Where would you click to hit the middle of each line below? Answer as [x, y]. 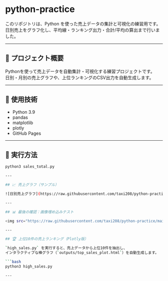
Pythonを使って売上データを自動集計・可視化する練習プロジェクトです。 [80, 71]
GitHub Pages [27, 133]
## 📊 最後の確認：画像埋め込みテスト [39, 212]
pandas [20, 117]
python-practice [40, 9]
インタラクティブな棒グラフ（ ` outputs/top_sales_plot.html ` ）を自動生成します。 [82, 253]
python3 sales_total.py [30, 167]
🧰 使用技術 [21, 99]
